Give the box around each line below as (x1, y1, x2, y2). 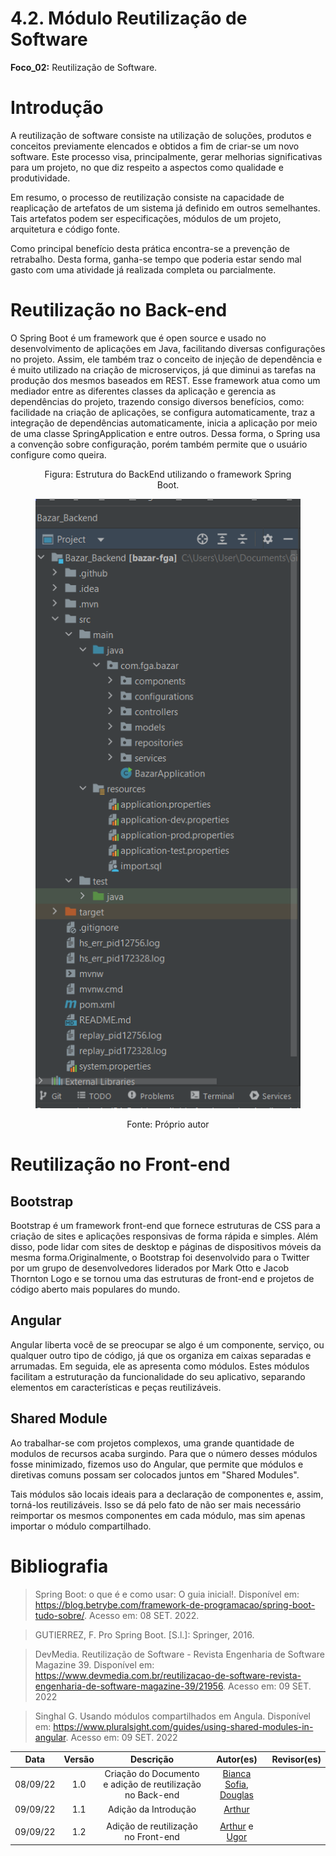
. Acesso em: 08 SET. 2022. (84, 1609, 200, 1621)
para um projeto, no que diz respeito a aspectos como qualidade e (10, 161, 284, 173)
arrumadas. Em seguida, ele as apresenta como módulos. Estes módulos (10, 1360, 310, 1372)
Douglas (219, 1789, 254, 1801)
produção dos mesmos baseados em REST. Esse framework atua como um (10, 374, 321, 386)
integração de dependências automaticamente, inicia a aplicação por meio (10, 417, 318, 429)
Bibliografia (10, 1555, 109, 1577)
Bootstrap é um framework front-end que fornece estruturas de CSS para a (10, 1220, 321, 1231)
